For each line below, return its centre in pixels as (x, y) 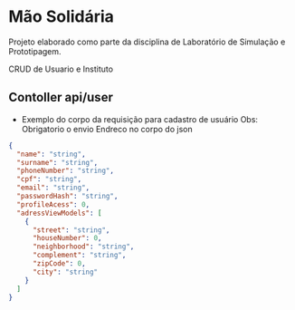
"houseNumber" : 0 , (67, 238)
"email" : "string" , (53, 188)
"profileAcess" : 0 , (53, 204)
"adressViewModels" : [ (59, 213)
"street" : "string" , (71, 230)
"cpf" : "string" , (49, 179)
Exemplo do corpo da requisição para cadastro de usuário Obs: (140, 119)
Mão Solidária (62, 17)
